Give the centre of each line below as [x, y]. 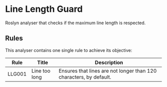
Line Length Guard [44, 9]
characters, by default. [85, 77]
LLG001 [17, 74]
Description [109, 62]
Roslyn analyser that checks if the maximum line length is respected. [75, 23]
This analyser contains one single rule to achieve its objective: [69, 50]
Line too [41, 71]
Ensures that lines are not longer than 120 [108, 71]
